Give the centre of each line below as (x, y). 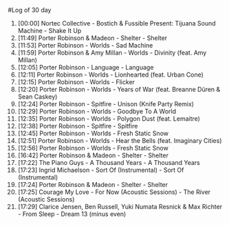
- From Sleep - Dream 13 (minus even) (72, 214)
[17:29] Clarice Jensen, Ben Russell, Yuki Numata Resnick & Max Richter (120, 207)
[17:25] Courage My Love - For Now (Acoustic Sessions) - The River (114, 192)
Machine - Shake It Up (50, 31)
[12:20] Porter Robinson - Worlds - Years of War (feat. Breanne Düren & (119, 89)
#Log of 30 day (30, 10)
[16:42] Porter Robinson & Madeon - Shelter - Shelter (93, 155)
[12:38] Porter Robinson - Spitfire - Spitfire (78, 126)
